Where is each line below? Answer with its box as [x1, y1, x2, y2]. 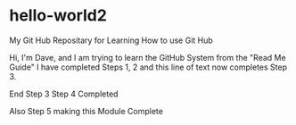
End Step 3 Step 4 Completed [9, 88, 119, 99]
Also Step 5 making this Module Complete [9, 105, 163, 116]
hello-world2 [9, 5, 107, 26]
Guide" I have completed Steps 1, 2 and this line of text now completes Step [9, 62, 288, 72]
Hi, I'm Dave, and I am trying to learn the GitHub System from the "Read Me [9, 52, 287, 62]
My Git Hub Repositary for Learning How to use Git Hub [9, 35, 214, 46]
